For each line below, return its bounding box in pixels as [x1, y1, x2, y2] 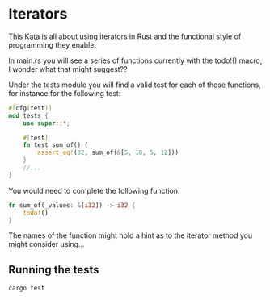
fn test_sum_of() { [23, 141, 89, 149]
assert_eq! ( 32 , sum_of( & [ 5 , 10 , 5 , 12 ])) [37, 148, 179, 157]
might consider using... [8, 240, 85, 249]
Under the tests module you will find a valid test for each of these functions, [8, 80, 261, 90]
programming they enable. [8, 40, 97, 49]
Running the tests [8, 263, 99, 277]
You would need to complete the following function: [8, 185, 180, 195]
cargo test [8, 284, 45, 293]
